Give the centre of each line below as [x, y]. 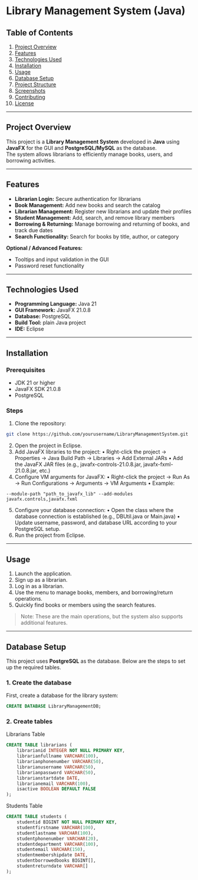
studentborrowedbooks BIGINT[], [56, 861]
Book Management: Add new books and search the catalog [88, 205]
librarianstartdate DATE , [49, 778]
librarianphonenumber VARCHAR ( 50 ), [60, 762]
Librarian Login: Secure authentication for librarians [78, 198]
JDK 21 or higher [35, 383]
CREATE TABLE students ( [37, 817]
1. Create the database [39, 682]
